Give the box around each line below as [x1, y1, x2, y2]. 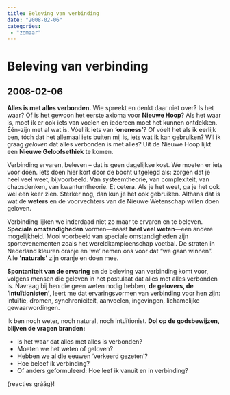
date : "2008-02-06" [7, 16, 63, 23]
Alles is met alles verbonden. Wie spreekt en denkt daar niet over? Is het [7, 104, 214, 112]
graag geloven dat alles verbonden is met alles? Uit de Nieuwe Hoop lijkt [7, 140, 212, 149]
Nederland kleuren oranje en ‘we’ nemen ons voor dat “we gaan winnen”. [7, 247, 213, 255]
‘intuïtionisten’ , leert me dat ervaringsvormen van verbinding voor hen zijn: [7, 289, 220, 298]
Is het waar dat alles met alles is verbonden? [16, 337, 142, 346]
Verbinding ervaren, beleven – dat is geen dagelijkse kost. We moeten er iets [7, 161, 223, 169]
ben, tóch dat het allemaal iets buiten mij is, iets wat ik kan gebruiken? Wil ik [7, 133, 221, 141]
